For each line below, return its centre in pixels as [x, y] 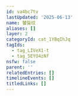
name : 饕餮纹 [21, 23]
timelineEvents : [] [30, 78]
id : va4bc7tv [22, 12]
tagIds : [16, 45]
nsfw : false [21, 61]
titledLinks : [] [26, 84]
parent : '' [20, 67]
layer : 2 [17, 34]
